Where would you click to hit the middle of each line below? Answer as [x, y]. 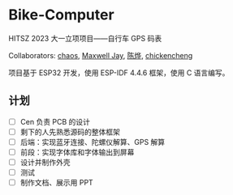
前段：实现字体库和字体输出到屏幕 [77, 152]
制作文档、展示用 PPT [56, 183]
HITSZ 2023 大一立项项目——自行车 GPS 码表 [85, 38]
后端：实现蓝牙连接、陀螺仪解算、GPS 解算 [93, 142]
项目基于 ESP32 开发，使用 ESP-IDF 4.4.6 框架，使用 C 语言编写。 [119, 72]
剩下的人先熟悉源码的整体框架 [70, 132]
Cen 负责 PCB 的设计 [55, 121]
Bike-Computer [62, 15]
